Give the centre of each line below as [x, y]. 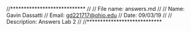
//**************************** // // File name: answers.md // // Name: [95, 9]
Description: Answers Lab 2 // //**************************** [84, 22]
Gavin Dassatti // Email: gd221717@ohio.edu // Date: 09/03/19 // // [89, 15]
